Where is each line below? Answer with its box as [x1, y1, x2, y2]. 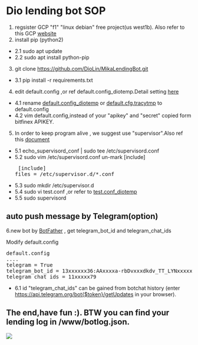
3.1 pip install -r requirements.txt [14, 77, 93, 84]
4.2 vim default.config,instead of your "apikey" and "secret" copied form [14, 112, 192, 119]
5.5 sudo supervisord [14, 194, 67, 201]
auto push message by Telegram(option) [6, 211, 159, 221]
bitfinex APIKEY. [14, 118, 54, 125]
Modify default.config [6, 238, 59, 246]
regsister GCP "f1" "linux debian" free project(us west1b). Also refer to [14, 24, 185, 31]
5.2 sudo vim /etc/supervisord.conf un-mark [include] [14, 153, 146, 160]
